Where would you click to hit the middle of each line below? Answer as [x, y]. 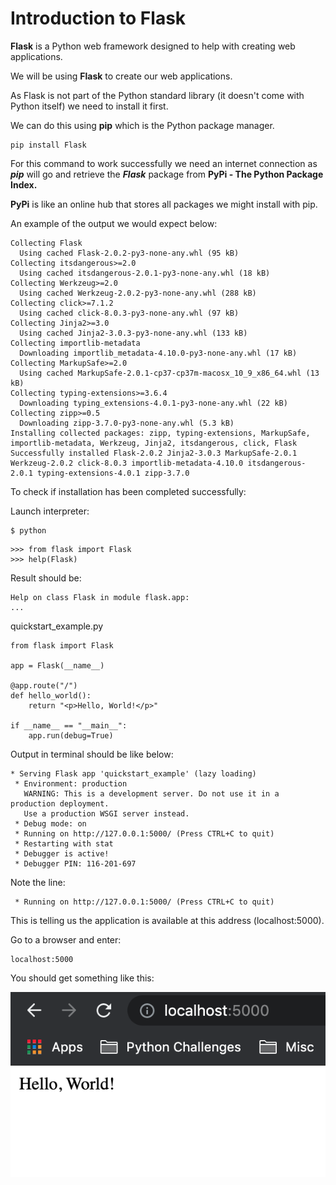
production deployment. [60, 803]
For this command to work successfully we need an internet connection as [164, 163]
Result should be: [46, 578]
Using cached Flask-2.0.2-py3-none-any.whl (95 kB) [129, 253]
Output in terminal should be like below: [92, 754]
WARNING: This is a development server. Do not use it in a [151, 793]
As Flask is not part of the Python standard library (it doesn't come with [157, 95]
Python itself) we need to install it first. [89, 106]
